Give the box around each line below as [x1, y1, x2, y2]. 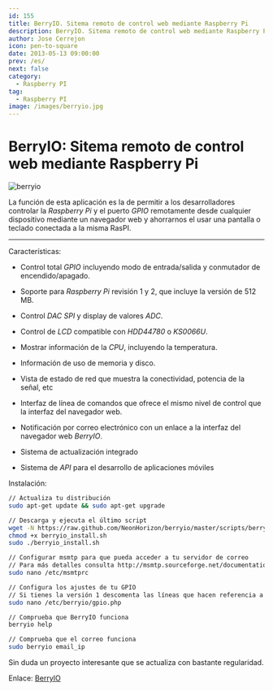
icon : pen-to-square [8, 42, 79, 50]
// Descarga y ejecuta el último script [8, 516, 148, 525]
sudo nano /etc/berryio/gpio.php [8, 598, 122, 607]
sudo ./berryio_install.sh [8, 539, 100, 547]
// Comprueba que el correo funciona [8, 635, 136, 644]
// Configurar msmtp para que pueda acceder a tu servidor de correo [8, 554, 249, 562]
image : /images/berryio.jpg [8, 102, 104, 110]
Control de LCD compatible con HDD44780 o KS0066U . [19, 326, 209, 337]
